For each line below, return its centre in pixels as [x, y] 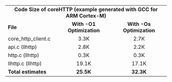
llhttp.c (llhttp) [25, 63]
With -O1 [83, 24]
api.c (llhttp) [23, 47]
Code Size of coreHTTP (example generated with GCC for [86, 9]
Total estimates [27, 72]
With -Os [139, 24]
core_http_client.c [29, 39]
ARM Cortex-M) [86, 16]
